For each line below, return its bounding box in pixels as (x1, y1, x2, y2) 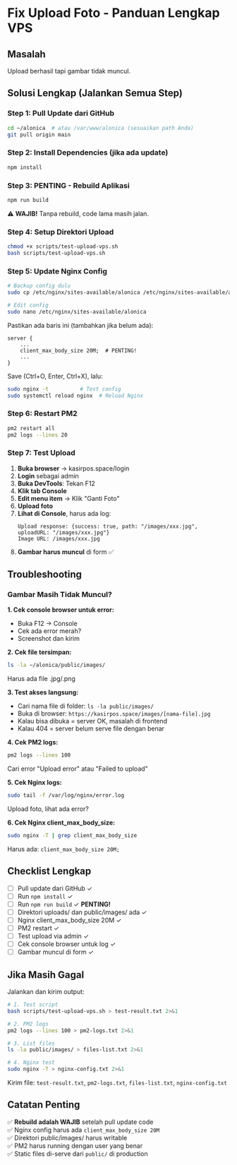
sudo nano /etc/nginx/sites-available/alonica (7, 308, 147, 315)
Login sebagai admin (17, 471, 79, 480)
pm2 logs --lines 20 (7, 431, 68, 439)
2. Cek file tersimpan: (7, 648, 72, 656)
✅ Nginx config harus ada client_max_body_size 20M (7, 1125, 160, 1134)
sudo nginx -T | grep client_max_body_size (7, 832, 138, 839)
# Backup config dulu (7, 283, 71, 290)
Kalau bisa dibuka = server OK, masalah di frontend (17, 717, 168, 726)
